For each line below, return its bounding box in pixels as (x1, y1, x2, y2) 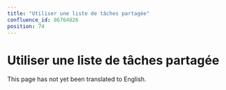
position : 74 (7, 23, 45, 30)
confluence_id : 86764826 (7, 16, 79, 23)
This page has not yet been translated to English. (7, 75, 147, 83)
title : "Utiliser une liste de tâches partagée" (7, 10, 150, 17)
